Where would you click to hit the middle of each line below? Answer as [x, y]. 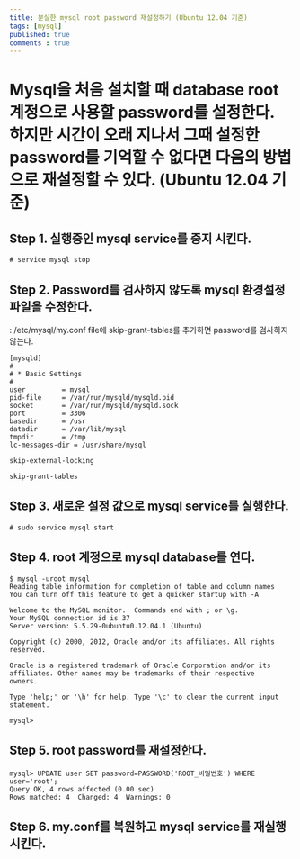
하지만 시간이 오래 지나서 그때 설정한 [135, 135]
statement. [30, 705]
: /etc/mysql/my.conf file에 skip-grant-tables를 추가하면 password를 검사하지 [149, 330]
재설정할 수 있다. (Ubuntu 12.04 [155, 180]
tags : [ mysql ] [36, 26]
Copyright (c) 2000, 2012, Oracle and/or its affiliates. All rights [142, 642]
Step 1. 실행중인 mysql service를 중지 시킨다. [130, 238]
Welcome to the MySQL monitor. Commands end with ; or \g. [124, 610]
